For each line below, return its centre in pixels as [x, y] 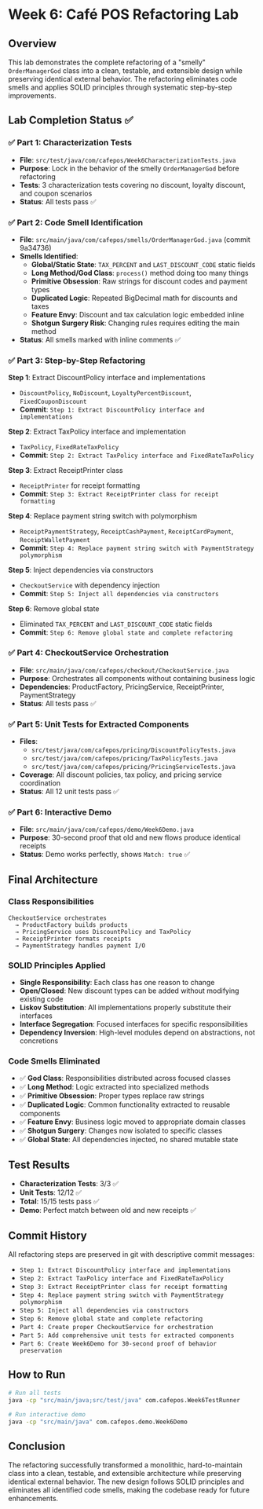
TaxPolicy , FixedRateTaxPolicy [69, 447]
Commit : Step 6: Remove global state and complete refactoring [126, 632]
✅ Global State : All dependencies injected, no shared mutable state [129, 1140]
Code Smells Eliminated [54, 1061]
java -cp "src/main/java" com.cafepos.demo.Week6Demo [98, 1422]
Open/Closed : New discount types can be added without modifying [129, 991]
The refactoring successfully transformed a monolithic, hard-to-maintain [126, 1465]
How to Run [37, 1375]
